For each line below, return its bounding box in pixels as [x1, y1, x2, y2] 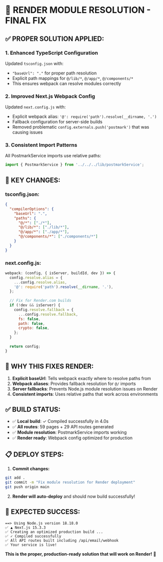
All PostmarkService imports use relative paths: [5, 153, 101, 159]
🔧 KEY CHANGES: [5, 176, 61, 184]
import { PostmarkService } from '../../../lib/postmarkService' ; [5, 162, 144, 167]
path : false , [18, 321, 45, 326]
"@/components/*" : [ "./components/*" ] [18, 234, 98, 239]
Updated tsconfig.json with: [5, 60, 64, 66]
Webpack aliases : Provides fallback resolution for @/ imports [12, 381, 136, 386]
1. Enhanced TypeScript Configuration [5, 49, 98, 56]
